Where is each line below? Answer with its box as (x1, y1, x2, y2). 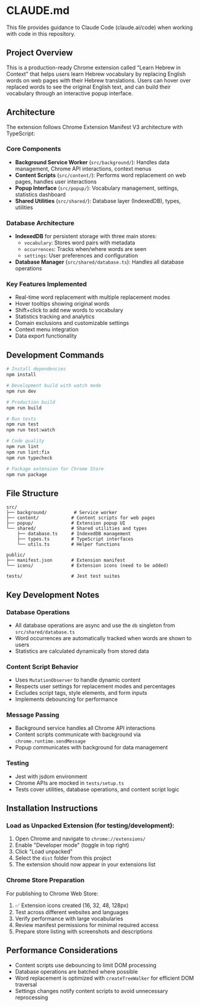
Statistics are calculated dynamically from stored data (15, 647, 149, 655)
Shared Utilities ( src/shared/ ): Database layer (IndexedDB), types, (15, 197, 181, 204)
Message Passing (6, 711, 59, 719)
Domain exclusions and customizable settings (15, 319, 129, 327)
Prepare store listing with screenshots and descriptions (15, 928, 153, 935)
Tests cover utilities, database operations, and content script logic (15, 786, 179, 793)
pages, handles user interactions (15, 178, 97, 185)
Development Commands (6, 350, 105, 360)
